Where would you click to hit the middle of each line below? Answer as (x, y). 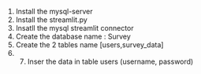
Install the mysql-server (54, 11)
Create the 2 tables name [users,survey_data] (89, 45)
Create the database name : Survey (73, 36)
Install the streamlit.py (52, 20)
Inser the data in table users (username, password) (110, 61)
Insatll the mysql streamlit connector (74, 28)
